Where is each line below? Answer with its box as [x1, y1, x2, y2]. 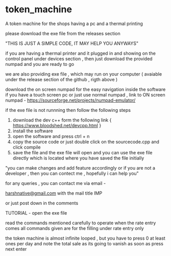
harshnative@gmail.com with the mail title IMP [5, 190, 103, 196]
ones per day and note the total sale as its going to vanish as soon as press [5, 240, 163, 246]
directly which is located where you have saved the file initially [12, 155, 144, 161]
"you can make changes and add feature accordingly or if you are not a [5, 165, 156, 171]
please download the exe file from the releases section [5, 30, 121, 36]
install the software [12, 128, 53, 134]
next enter [5, 246, 27, 252]
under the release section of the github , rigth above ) [5, 76, 118, 82]
